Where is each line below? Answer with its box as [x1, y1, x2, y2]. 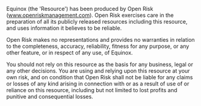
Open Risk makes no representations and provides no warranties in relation [6, 36, 195, 43]
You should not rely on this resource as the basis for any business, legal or [6, 61, 194, 68]
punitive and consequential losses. [6, 93, 93, 100]
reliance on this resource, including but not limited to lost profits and [6, 87, 178, 93]
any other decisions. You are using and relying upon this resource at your [6, 67, 190, 75]
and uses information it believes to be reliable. [6, 24, 122, 31]
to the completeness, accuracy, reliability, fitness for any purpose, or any [6, 42, 189, 50]
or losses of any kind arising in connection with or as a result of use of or [6, 80, 189, 87]
